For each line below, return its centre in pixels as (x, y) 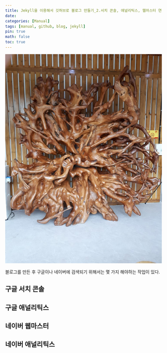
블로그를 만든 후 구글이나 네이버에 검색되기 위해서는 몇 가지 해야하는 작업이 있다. (83, 272)
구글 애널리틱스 (27, 307)
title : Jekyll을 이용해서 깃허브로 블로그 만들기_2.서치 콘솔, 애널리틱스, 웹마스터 (81, 10)
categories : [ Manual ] (28, 21)
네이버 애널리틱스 (30, 344)
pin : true (15, 32)
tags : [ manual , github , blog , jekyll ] (45, 26)
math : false (17, 37)
